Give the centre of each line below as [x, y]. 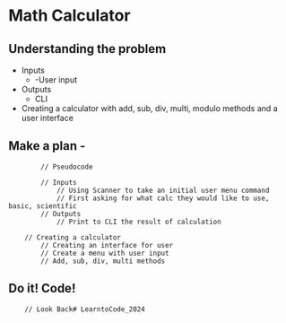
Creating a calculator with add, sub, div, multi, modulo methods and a [150, 108]
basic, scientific [43, 206]
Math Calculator [69, 16]
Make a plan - [47, 146]
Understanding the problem [87, 49]
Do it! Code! [42, 288]
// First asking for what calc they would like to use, [163, 198]
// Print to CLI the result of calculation [139, 222]
